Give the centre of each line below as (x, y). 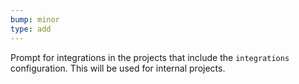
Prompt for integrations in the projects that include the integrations (150, 57)
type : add (31, 29)
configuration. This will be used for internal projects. (118, 68)
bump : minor (35, 19)
